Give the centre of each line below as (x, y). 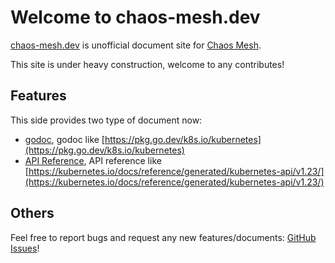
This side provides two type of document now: (106, 120)
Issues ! (25, 248)
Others (32, 213)
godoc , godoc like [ (64, 139)
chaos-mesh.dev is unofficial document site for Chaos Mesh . (136, 45)
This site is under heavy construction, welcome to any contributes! (147, 64)
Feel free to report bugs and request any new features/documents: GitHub (163, 237)
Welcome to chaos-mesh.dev (135, 17)
